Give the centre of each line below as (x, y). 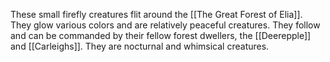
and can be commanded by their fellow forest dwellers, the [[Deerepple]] (161, 35)
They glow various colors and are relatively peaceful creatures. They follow (165, 25)
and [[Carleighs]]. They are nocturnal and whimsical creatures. (140, 46)
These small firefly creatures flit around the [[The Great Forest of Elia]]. (156, 14)
